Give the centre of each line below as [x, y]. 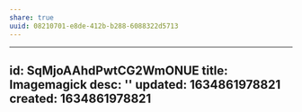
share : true [31, 17]
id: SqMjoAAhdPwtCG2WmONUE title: [119, 70]
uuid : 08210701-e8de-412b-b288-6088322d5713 [94, 26]
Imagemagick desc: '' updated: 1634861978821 [145, 85]
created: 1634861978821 [80, 98]
